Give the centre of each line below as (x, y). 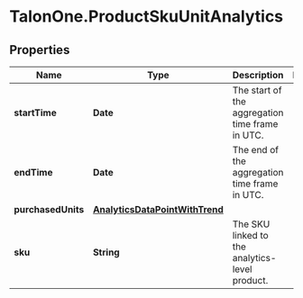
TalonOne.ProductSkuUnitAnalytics (147, 17)
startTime (35, 113)
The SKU (251, 224)
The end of (256, 150)
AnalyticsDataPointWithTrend (158, 209)
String (106, 252)
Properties (40, 50)
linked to (250, 235)
